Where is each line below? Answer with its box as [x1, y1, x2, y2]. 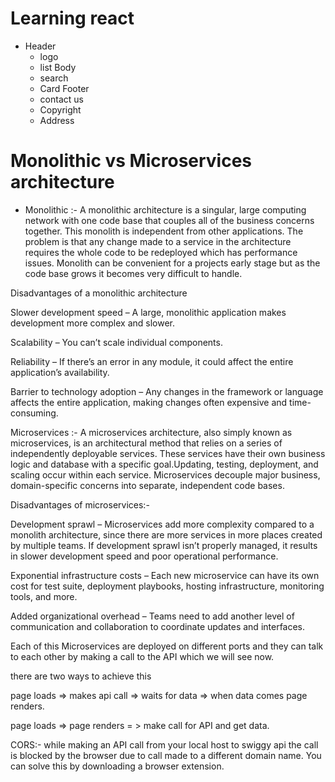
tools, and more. [10, 590, 78, 602]
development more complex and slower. [10, 317, 175, 329]
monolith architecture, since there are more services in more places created [10, 528, 323, 541]
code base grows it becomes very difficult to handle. [24, 267, 243, 279]
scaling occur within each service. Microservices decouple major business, [10, 468, 321, 481]
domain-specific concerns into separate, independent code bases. [10, 479, 285, 491]
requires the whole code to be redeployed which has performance [24, 246, 298, 258]
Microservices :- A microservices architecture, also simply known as [10, 426, 293, 438]
